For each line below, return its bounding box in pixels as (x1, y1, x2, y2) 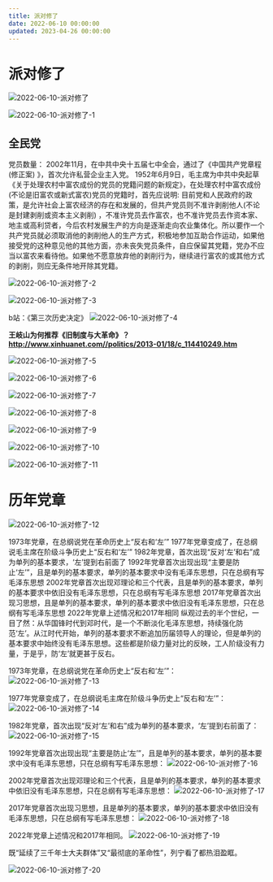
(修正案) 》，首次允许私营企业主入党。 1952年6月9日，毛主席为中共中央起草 (8, 170, 260, 180)
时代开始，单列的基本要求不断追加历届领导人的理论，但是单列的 (47, 628, 262, 638)
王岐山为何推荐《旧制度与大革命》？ (8, 330, 130, 340)
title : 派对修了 (8, 11, 58, 20)
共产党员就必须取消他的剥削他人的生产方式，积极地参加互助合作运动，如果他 (8, 231, 265, 241)
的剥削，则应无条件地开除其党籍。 (8, 261, 123, 271)
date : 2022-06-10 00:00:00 (8, 20, 100, 28)
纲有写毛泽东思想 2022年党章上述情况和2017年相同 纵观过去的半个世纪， (8, 608, 253, 618)
